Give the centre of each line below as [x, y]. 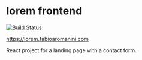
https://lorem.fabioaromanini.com [47, 39]
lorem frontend [44, 11]
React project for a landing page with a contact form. [71, 50]
